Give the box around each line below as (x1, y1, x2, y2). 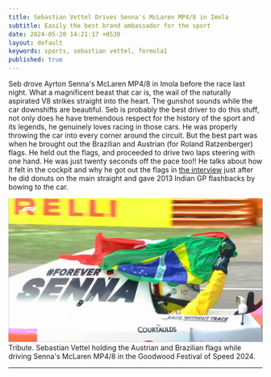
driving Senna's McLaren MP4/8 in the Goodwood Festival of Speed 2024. (8, 351, 256, 361)
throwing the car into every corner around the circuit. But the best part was (8, 130, 258, 140)
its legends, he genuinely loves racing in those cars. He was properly (8, 122, 238, 131)
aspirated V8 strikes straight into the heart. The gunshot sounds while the (8, 96, 253, 105)
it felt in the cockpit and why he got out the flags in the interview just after (8, 165, 254, 174)
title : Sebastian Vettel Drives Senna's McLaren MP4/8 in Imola (8, 13, 229, 21)
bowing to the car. (8, 182, 69, 192)
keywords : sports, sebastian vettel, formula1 (8, 47, 168, 56)
